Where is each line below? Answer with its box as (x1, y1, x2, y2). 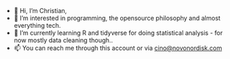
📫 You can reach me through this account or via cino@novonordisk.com (13, 44, 222, 52)
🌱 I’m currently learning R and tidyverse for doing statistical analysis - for (13, 28, 223, 37)
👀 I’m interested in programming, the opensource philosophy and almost (13, 14, 221, 22)
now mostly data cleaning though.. (13, 36, 113, 44)
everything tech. (13, 22, 61, 29)
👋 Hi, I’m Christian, (13, 7, 67, 15)
